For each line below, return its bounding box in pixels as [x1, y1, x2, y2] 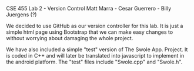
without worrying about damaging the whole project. [6, 35, 133, 41]
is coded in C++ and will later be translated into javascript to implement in [6, 52, 185, 59]
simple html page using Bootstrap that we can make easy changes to [6, 29, 173, 35]
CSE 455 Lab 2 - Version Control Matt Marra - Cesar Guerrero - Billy [6, 5, 172, 12]
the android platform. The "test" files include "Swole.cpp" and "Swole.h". [6, 58, 183, 65]
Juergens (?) [6, 11, 37, 18]
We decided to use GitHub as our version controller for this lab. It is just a [6, 23, 183, 29]
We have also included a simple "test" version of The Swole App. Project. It [6, 46, 188, 53]
